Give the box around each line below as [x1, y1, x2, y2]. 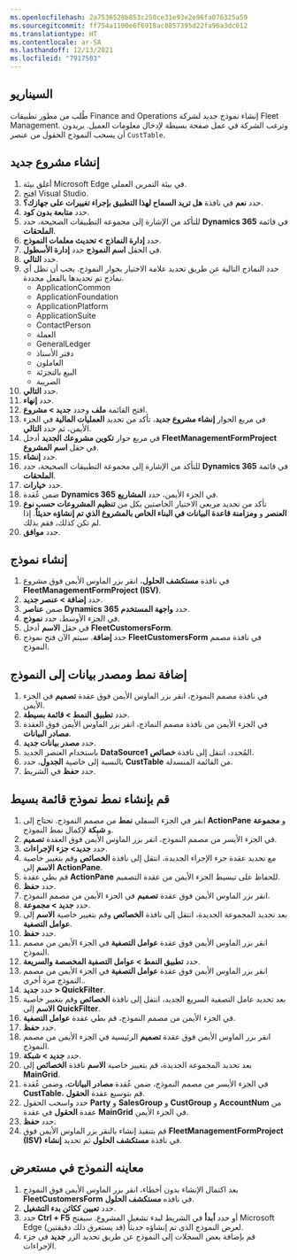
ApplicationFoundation [35, 291, 118, 302]
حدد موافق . [22, 526, 61, 537]
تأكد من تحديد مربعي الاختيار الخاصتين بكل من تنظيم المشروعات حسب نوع [22, 498, 268, 509]
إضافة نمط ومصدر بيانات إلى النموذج [10, 667, 187, 682]
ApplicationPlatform [35, 300, 109, 311]
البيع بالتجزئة [35, 367, 78, 377]
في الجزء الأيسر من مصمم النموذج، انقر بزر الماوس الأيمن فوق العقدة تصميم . [22, 834, 278, 845]
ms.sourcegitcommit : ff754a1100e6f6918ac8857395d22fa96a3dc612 [10, 21, 248, 30]
